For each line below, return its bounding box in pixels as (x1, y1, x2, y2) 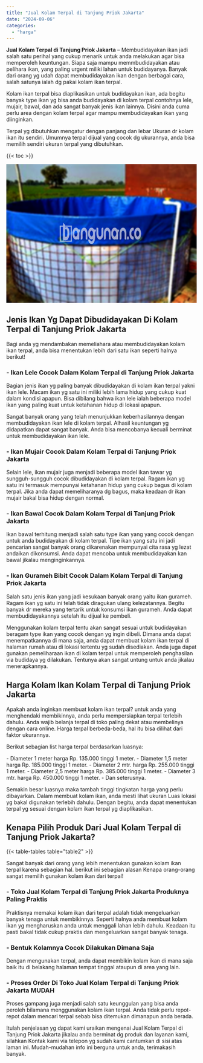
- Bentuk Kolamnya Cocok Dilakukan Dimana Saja (6, 943, 155, 952)
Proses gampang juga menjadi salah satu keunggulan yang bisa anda (6, 1000, 179, 1007)
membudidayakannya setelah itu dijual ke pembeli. (6, 612, 132, 620)
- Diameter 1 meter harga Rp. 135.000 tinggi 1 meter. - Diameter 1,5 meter (6, 754, 188, 762)
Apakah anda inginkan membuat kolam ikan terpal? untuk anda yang (6, 705, 176, 713)
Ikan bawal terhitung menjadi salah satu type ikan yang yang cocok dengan (6, 531, 195, 538)
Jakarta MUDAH (6, 986, 55, 995)
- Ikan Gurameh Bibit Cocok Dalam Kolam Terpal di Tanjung (6, 572, 183, 580)
